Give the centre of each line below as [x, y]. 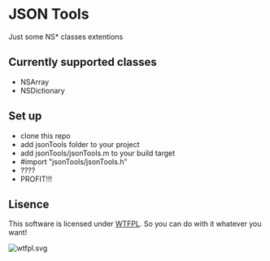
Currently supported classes [83, 62]
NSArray [35, 81]
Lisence [29, 204]
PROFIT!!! [36, 179]
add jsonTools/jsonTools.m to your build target [98, 153]
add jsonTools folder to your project [80, 144]
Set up [25, 116]
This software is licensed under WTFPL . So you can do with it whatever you [135, 224]
